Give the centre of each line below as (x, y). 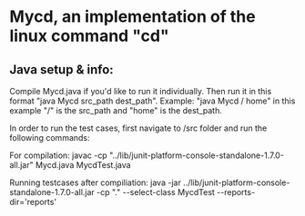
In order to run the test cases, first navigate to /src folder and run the (138, 128)
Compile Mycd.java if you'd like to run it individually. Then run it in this (141, 91)
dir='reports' (33, 202)
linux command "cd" (90, 36)
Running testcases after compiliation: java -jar (96, 182)
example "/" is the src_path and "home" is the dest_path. (116, 110)
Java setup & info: (61, 69)
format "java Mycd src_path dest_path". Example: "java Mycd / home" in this (152, 101)
